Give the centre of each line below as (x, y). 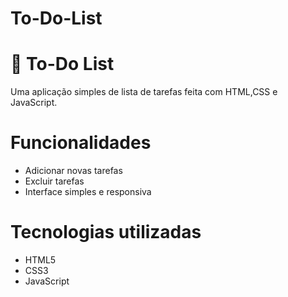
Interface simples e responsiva (88, 192)
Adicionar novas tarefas (73, 171)
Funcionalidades (81, 143)
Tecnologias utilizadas (106, 232)
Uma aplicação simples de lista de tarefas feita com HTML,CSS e (144, 92)
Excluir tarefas (54, 181)
